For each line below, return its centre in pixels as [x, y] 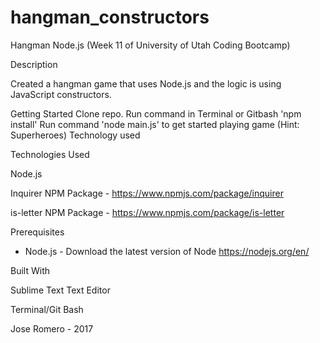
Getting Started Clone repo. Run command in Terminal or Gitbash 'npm [156, 113]
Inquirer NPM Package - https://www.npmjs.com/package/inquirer [147, 193]
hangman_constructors [110, 17]
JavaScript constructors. [61, 94]
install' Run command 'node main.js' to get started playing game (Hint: [155, 124]
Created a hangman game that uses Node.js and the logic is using [146, 83]
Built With [30, 270]
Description [34, 64]
